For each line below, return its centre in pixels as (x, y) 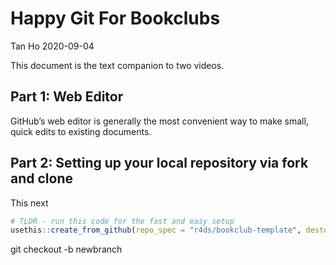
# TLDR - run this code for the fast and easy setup (122, 221)
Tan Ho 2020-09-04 (52, 46)
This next (29, 203)
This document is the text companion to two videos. (117, 65)
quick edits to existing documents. (81, 131)
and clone (41, 178)
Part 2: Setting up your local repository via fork (159, 163)
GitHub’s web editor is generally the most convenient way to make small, (159, 121)
